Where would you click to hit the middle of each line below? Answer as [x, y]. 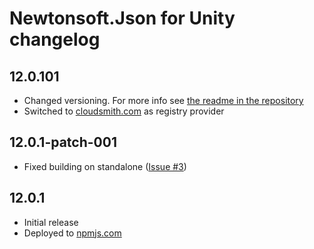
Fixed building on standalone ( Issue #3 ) [105, 166]
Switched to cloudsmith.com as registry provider [124, 111]
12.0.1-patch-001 [63, 142]
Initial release [51, 222]
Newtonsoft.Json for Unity [122, 18]
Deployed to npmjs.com [72, 233]
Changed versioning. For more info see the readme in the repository [163, 100]
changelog [55, 39]
